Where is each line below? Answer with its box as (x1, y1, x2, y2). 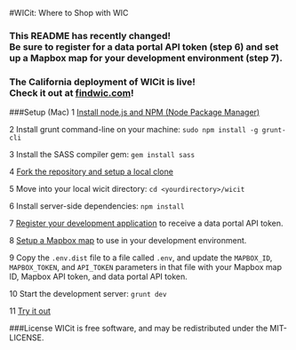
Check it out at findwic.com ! (9, 86, 134, 99)
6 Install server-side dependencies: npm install (9, 201, 185, 211)
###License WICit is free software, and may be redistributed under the (9, 323, 268, 334)
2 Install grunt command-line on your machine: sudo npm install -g (9, 124, 259, 135)
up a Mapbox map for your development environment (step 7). (9, 52, 283, 64)
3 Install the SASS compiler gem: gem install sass (9, 149, 196, 160)
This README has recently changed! (9, 29, 172, 42)
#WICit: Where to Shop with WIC (9, 8, 129, 18)
